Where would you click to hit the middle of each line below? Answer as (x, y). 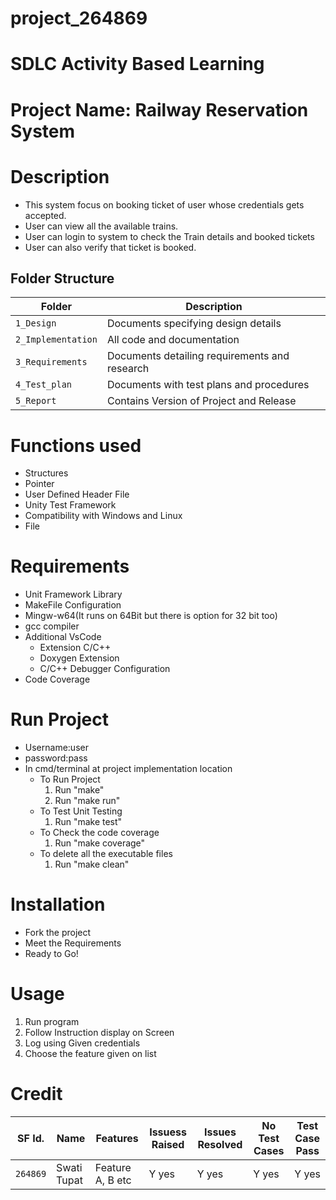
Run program (52, 1021)
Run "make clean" (92, 864)
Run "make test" (88, 822)
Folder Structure (62, 278)
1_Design (36, 323)
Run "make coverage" (100, 843)
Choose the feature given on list (90, 1053)
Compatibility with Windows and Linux (103, 516)
